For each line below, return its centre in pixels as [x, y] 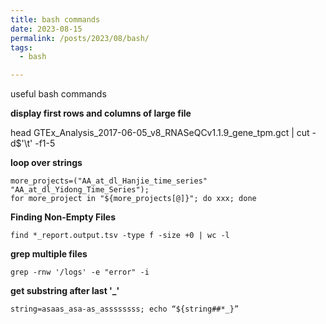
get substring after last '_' [65, 291]
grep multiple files [49, 254]
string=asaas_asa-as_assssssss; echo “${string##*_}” [125, 309]
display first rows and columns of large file [101, 113]
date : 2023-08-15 [46, 29]
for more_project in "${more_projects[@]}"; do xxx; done [133, 199]
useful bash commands [58, 94]
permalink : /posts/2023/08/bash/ [80, 38]
